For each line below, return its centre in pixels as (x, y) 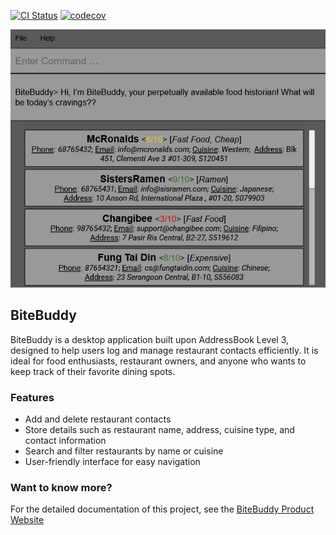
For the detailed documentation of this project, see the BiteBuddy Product (162, 509)
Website (27, 520)
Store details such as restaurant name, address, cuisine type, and (159, 429)
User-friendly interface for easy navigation (112, 461)
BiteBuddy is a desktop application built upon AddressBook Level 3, (150, 339)
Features (32, 397)
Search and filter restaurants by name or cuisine (124, 451)
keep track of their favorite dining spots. (93, 371)
